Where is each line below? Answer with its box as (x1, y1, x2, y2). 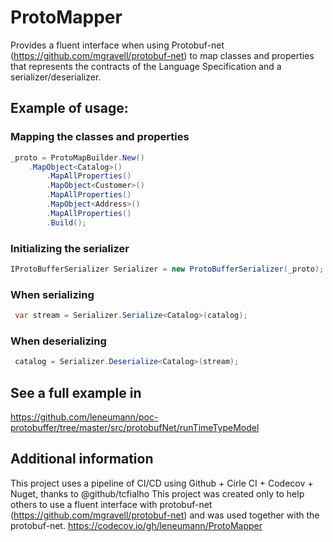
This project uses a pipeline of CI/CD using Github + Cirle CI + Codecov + (10, 477, 314, 489)
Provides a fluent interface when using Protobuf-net (10, 39, 225, 51)
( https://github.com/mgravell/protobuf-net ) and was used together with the (10, 509, 320, 521)
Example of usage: (10, 100, 129, 117)
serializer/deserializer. (10, 71, 102, 83)
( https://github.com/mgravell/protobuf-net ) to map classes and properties (10, 49, 315, 61)
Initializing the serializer (10, 241, 130, 255)
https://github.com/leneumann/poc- (10, 411, 159, 423)
